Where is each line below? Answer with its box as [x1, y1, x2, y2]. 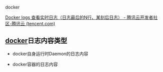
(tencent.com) [26, 21, 56, 26]
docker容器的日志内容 [12, 61, 58, 67]
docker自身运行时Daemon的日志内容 [12, 51, 89, 57]
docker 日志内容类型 [5, 37, 68, 45]
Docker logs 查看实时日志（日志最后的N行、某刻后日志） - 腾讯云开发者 [5, 14, 153, 20]
